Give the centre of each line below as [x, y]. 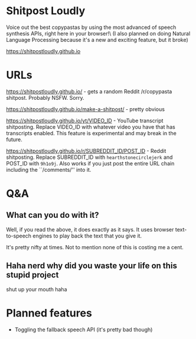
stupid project [32, 275]
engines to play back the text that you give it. [87, 236]
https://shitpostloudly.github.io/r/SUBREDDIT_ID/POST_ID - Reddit [86, 151]
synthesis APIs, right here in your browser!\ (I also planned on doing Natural [98, 33]
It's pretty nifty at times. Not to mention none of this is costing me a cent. [95, 247]
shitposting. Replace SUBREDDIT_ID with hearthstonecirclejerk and [89, 157]
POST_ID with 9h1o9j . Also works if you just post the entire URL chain [90, 163]
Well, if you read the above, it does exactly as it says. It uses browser [90, 229]
